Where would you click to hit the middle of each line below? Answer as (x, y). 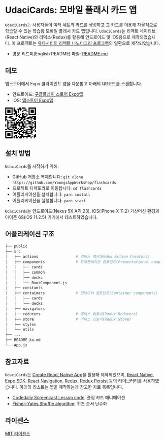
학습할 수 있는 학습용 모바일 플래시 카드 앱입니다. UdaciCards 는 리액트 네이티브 (81, 31)
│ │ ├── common (25, 272)
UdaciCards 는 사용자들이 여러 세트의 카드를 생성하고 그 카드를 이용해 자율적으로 (81, 25)
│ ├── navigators (25, 309)
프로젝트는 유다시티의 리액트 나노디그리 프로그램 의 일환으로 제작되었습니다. (88, 43)
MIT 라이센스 (18, 433)
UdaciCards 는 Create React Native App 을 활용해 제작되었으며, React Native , (80, 374)
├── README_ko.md (23, 340)
